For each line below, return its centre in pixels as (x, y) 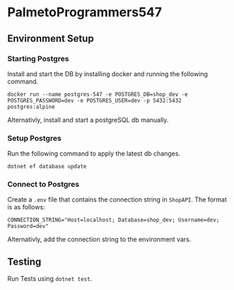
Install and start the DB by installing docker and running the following (108, 74)
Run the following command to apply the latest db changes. (94, 153)
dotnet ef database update (47, 167)
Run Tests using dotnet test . (50, 279)
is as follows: (26, 207)
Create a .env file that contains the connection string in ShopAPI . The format (117, 199)
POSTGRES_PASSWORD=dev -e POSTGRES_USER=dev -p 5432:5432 (94, 100)
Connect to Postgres (43, 185)
